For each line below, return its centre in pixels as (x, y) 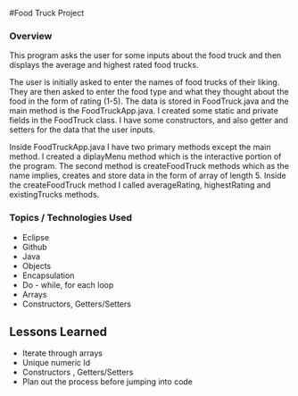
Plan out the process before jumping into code (108, 382)
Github (34, 247)
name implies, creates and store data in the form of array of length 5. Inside (148, 176)
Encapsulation (48, 275)
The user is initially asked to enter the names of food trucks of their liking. (145, 82)
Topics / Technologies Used (70, 218)
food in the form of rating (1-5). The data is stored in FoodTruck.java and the (149, 101)
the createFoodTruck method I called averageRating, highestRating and (140, 185)
